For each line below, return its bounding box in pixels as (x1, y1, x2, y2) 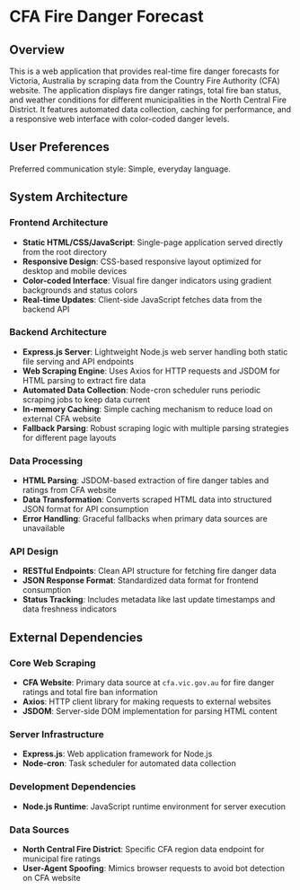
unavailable (22, 523, 66, 533)
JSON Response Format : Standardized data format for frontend (22, 575, 259, 586)
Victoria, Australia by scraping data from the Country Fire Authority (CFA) (9, 75, 280, 86)
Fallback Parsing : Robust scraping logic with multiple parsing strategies (22, 422, 289, 433)
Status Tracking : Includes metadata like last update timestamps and (22, 595, 276, 605)
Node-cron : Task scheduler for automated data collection (22, 758, 236, 769)
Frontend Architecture (9, 216, 109, 229)
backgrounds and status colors (22, 285, 137, 295)
